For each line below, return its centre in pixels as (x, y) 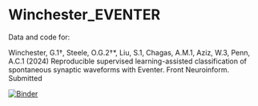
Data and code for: (39, 37)
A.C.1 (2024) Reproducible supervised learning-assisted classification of (127, 61)
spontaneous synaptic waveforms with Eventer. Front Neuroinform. (119, 69)
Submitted (25, 78)
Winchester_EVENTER (85, 15)
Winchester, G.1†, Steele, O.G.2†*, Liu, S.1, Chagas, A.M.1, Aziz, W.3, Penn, (129, 52)
